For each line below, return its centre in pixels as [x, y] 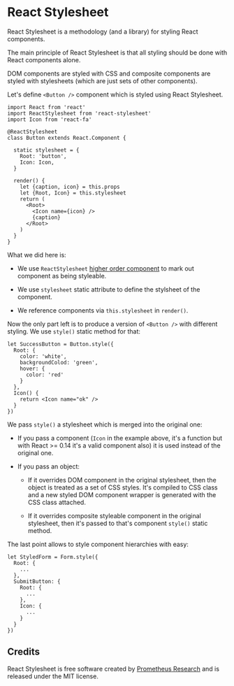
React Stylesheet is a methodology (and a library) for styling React [103, 31]
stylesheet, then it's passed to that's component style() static [118, 523]
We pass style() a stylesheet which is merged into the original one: [105, 424]
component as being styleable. [62, 276]
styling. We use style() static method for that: [74, 331]
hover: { [32, 369]
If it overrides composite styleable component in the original [114, 515]
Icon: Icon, [37, 162]
